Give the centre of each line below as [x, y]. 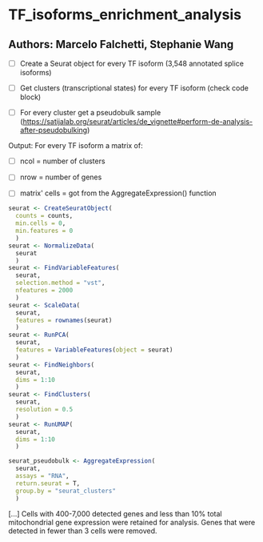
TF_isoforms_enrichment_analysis [125, 15]
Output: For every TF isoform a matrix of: [76, 146]
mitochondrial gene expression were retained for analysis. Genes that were [132, 522]
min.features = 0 [44, 231]
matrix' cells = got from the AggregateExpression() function [118, 193]
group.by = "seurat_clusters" [66, 491]
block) [30, 97]
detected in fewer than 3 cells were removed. [83, 531]
